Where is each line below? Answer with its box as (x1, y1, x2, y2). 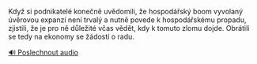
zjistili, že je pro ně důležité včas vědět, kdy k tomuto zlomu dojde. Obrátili (8, 24, 250, 32)
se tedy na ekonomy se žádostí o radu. (8, 32, 134, 41)
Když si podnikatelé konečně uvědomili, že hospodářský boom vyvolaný (8, 7, 244, 16)
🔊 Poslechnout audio (8, 47, 79, 57)
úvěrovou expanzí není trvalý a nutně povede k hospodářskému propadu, (8, 15, 247, 24)
